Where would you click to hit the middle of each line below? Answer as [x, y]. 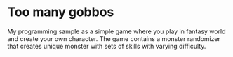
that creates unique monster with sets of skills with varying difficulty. [107, 46]
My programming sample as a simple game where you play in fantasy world [116, 31]
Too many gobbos [61, 12]
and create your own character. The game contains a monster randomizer [114, 38]
